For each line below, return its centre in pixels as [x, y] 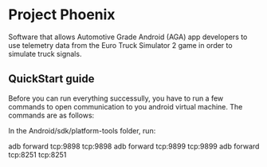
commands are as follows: [51, 115]
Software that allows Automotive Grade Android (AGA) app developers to [128, 37]
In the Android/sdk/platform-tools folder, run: [82, 130]
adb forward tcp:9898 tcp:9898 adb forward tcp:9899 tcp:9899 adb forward [134, 146]
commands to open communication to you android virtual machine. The [126, 106]
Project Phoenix [62, 15]
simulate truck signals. [45, 54]
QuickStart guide [51, 79]
